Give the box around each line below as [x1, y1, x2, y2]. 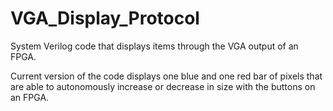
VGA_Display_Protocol [10, 7, 200, 30]
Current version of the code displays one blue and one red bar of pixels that [10, 70, 323, 82]
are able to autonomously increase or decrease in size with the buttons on [10, 80, 316, 92]
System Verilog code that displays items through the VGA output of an [10, 40, 299, 52]
